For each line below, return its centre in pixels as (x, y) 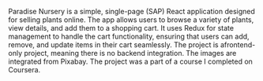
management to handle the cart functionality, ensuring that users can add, (129, 36)
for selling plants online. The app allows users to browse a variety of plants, (131, 20)
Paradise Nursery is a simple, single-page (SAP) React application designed (131, 11)
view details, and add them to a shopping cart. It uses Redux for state (121, 28)
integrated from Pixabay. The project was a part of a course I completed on (130, 61)
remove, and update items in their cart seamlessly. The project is (113, 45)
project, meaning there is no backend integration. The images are (130, 53)
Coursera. (24, 70)
